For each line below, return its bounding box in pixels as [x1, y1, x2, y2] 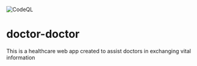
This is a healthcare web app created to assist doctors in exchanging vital [6, 47, 191, 54]
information [6, 54, 35, 61]
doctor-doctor [6, 28, 80, 41]
